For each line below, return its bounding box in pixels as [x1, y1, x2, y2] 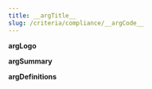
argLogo [8, 41, 37, 50]
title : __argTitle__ [8, 11, 77, 20]
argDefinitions [8, 72, 57, 81]
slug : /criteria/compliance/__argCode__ [8, 19, 145, 27]
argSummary [8, 56, 53, 66]
